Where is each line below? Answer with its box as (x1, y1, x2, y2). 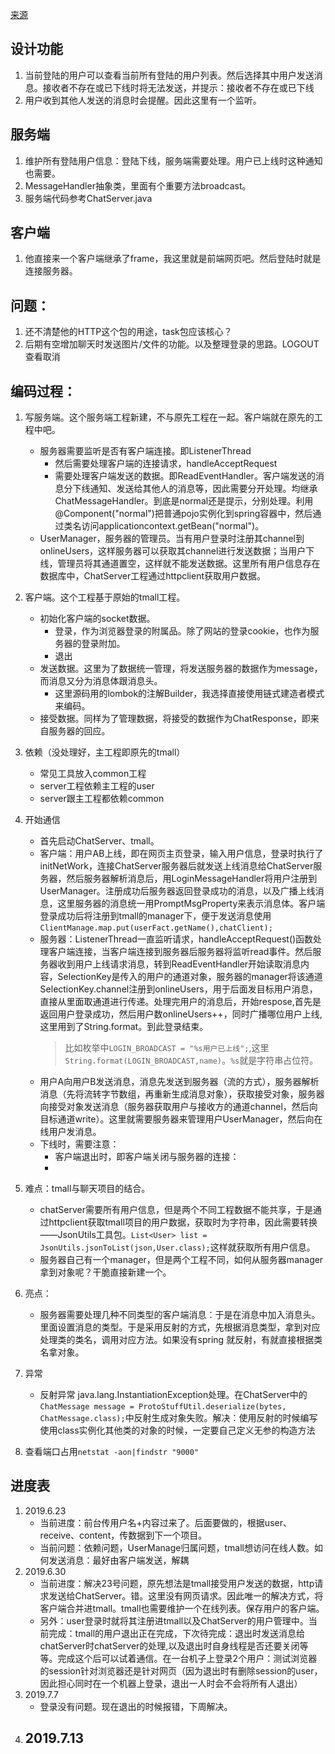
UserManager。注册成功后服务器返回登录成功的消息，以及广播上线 (39, 885, 316, 897)
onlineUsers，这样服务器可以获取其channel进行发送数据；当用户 (39, 545, 307, 557)
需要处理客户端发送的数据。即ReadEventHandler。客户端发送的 (54, 470, 316, 482)
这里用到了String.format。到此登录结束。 (39, 1021, 209, 1033)
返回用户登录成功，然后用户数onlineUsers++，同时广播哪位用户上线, (39, 1008, 323, 1020)
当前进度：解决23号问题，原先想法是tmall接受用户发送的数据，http (39, 1577, 315, 1589)
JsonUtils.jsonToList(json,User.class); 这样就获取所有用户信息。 (39, 1241, 316, 1253)
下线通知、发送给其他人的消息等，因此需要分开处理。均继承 (72, 483, 318, 495)
